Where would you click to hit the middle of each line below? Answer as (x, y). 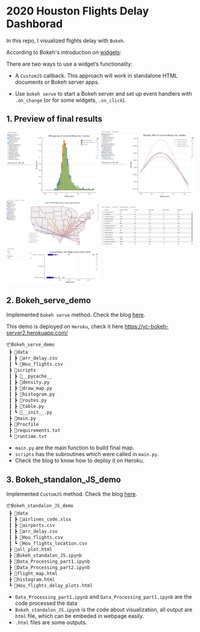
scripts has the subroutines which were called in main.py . (87, 454)
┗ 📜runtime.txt (28, 437)
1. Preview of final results (54, 119)
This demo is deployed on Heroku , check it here (65, 327)
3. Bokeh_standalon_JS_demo (64, 479)
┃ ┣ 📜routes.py (28, 401)
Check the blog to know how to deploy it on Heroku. (80, 461)
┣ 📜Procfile (24, 425)
